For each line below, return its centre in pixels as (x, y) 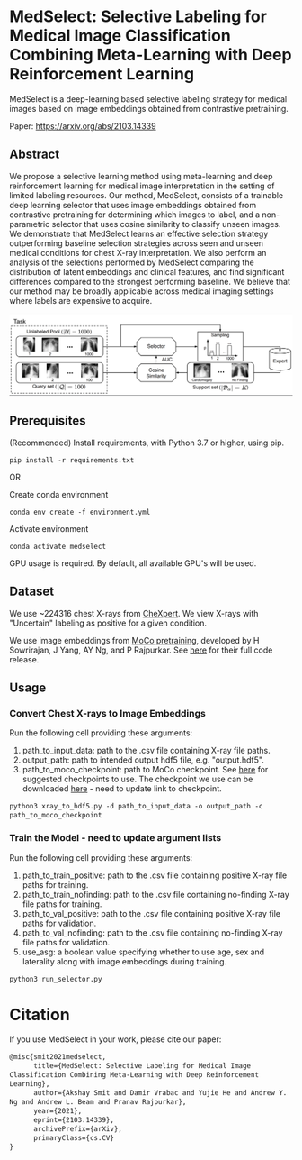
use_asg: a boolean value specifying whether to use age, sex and (143, 952)
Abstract (35, 155)
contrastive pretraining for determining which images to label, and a (135, 215)
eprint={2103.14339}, (74, 1120)
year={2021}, (58, 1111)
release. (24, 659)
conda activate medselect (58, 546)
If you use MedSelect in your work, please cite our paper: (115, 1039)
